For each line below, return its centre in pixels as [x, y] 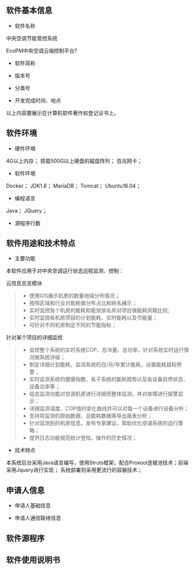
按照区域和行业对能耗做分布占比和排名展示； [83, 303]
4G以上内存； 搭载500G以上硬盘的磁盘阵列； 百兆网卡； [74, 161]
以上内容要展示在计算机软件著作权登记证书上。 [62, 112]
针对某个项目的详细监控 [34, 337]
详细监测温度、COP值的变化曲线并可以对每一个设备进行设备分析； [109, 408]
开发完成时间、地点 [38, 100]
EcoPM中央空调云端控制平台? [42, 50]
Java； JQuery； [27, 210]
